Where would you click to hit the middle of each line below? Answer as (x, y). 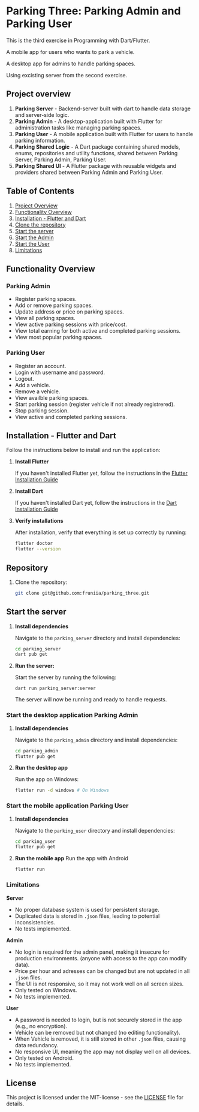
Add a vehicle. (33, 385)
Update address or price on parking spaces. (69, 312)
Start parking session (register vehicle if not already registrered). (95, 404)
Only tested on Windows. (46, 990)
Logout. (24, 378)
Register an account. (40, 366)
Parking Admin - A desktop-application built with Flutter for (89, 121)
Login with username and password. (60, 372)
